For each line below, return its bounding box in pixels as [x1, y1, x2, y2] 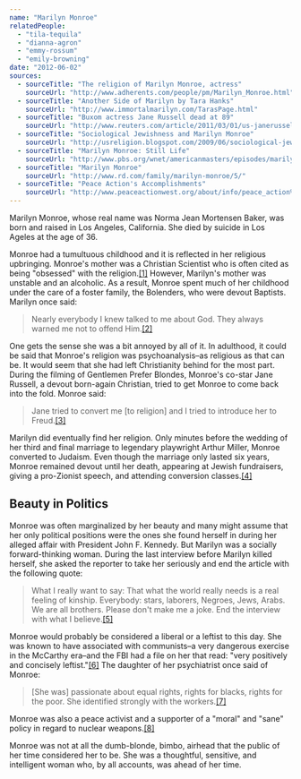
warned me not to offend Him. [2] [30, 323, 153, 334]
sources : [9, 72, 42, 81]
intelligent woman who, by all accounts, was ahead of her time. [9, 758, 242, 770]
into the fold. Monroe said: [9, 389, 107, 398]
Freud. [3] [30, 415, 66, 425]
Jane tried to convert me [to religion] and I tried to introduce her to [30, 406, 278, 416]
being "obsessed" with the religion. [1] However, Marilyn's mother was [9, 268, 267, 278]
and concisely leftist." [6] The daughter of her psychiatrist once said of [9, 659, 269, 670]
